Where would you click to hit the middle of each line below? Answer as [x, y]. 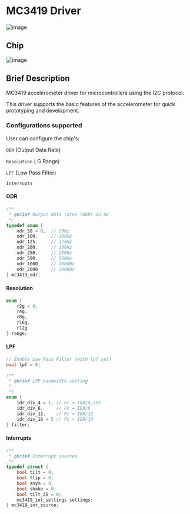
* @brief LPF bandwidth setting [48, 381]
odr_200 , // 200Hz [44, 248]
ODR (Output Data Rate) [34, 150]
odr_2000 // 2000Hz [46, 269]
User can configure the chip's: [43, 138]
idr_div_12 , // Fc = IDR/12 [55, 414]
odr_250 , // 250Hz [44, 253]
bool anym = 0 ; [35, 483]
